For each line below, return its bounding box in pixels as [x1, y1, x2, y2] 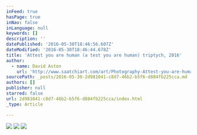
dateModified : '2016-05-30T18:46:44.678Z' [6, 47, 111, 53]
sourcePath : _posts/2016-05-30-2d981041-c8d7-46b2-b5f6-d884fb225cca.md [6, 74, 188, 80]
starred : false [6, 90, 43, 96]
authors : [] [6, 80, 35, 86]
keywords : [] [6, 31, 38, 36]
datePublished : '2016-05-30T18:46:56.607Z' [6, 42, 114, 48]
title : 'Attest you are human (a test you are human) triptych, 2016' [6, 52, 182, 58]
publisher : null [6, 85, 46, 91]
